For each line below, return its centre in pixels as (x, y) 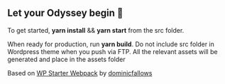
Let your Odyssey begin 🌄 (65, 13)
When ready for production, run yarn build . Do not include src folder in (111, 44)
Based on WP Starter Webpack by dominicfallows (80, 73)
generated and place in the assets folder (66, 59)
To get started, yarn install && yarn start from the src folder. (96, 30)
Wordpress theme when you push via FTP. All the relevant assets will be (112, 51)
